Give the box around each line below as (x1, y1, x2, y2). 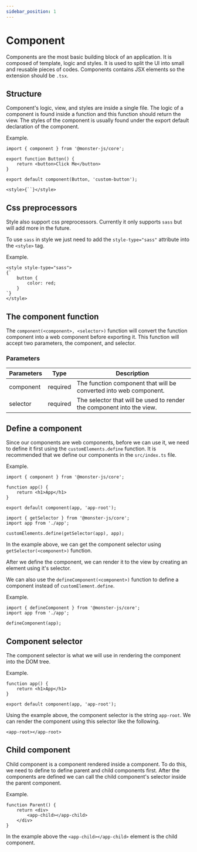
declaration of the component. (6, 123, 80, 130)
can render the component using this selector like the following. (6, 718, 160, 725)
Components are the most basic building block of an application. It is (6, 53, 172, 60)
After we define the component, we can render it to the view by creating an (6, 558, 188, 566)
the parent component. (6, 779, 62, 786)
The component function (6, 311, 99, 321)
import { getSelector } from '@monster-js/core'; (6, 515, 130, 521)
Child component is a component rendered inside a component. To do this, (6, 761, 187, 768)
